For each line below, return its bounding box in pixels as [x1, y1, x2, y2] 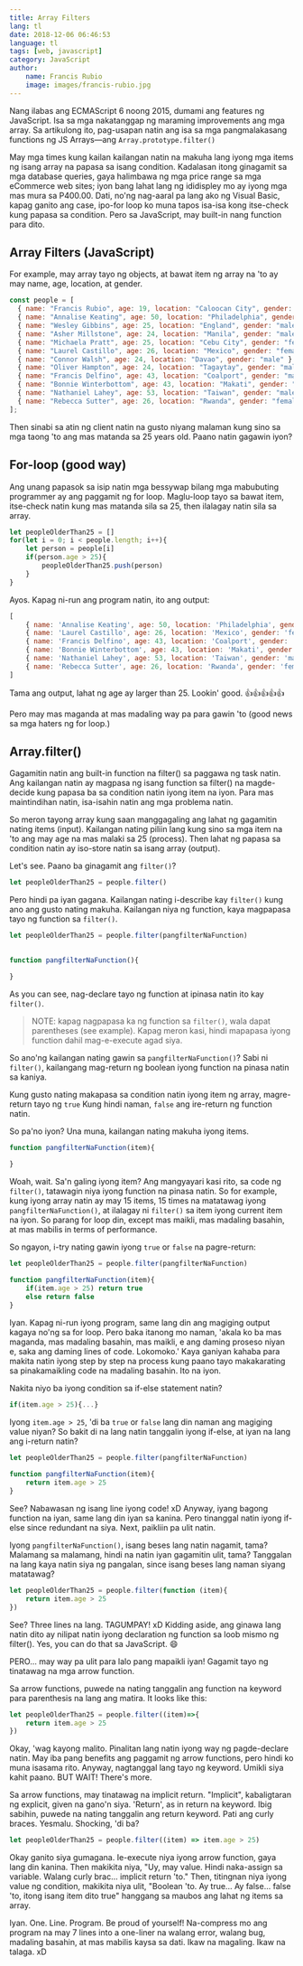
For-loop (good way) [9, 457, 127, 473]
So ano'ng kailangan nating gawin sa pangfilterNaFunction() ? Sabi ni [9, 1052, 269, 1063]
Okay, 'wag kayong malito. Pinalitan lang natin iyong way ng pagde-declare [9, 1743, 289, 1754]
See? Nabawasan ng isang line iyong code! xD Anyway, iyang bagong [9, 1503, 269, 1514]
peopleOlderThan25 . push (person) [41, 561, 164, 570]
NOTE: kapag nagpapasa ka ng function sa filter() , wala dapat [31, 1016, 271, 1026]
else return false [25, 1293, 95, 1302]
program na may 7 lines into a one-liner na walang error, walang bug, [9, 1927, 266, 1938]
